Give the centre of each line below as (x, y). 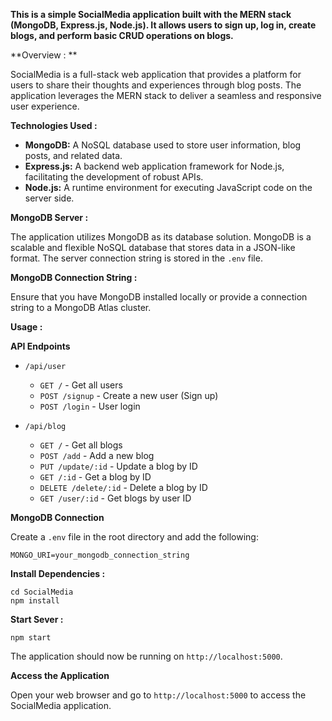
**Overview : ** (44, 55)
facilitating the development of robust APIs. (114, 177)
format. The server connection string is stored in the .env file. (136, 258)
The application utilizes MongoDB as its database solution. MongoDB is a (161, 237)
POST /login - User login (90, 406)
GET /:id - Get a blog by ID (95, 477)
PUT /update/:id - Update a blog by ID (118, 466)
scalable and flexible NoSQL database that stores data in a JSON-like (153, 247)
